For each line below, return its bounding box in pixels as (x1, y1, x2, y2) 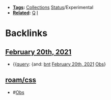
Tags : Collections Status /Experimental (12, 5, 94, 10)
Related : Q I (12, 10, 38, 16)
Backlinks (5, 27, 48, 39)
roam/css (5, 76, 37, 84)
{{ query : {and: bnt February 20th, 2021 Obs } (12, 61, 106, 67)
